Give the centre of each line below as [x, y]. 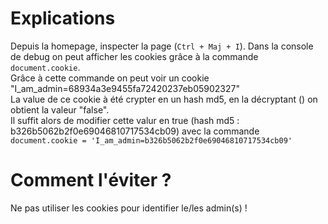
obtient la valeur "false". [60, 109]
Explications [63, 18]
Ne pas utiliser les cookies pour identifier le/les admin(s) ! [129, 208]
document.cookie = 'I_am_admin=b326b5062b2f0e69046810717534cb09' [151, 140]
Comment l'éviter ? [91, 180]
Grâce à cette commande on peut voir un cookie [110, 78]
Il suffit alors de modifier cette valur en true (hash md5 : [125, 120]
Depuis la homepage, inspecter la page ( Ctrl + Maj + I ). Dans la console [162, 46]
